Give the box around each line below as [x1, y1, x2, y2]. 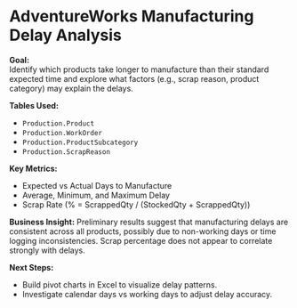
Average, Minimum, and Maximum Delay [21, 190, 171, 200]
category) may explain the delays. [9, 83, 133, 93]
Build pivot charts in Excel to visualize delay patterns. [21, 279, 218, 290]
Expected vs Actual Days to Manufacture [21, 180, 173, 190]
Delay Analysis [9, 25, 123, 45]
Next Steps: [9, 262, 54, 272]
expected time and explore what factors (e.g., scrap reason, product [9, 73, 260, 84]
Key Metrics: [9, 163, 58, 174]
